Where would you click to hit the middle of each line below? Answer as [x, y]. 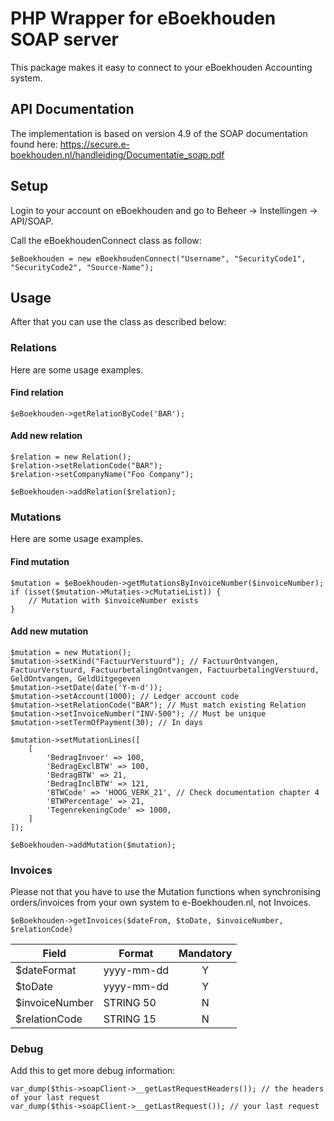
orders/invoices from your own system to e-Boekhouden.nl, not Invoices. [161, 903]
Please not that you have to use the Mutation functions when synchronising [166, 892]
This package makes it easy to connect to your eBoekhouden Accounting [161, 67]
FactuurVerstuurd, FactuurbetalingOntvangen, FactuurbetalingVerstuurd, [165, 670]
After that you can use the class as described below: [118, 322]
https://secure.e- [95, 144]
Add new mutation [49, 631]
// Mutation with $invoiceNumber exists [113, 600]
